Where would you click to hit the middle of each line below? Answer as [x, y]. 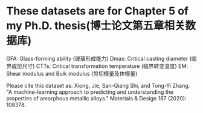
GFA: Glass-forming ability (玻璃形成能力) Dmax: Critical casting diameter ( [99, 58]
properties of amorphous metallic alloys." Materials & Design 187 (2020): [96, 98]
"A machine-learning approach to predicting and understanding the [90, 92]
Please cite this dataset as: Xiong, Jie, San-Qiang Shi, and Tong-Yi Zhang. [98, 85]
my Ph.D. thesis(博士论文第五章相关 [96, 26]
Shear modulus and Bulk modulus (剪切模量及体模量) [72, 73]
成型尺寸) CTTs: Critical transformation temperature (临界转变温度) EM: [100, 66]
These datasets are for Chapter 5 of [98, 11]
